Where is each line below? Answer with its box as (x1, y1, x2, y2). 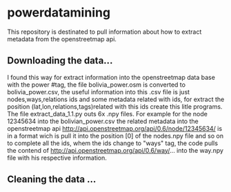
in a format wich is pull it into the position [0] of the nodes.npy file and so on (7, 131, 224, 140)
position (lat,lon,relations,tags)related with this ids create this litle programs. (7, 102, 223, 111)
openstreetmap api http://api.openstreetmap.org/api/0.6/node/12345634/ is (7, 124, 223, 132)
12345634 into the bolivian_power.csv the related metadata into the (7, 117, 199, 125)
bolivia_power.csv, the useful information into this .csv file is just (7, 87, 190, 96)
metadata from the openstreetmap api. (7, 34, 117, 43)
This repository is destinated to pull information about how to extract (7, 28, 202, 36)
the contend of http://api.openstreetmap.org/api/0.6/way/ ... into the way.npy (7, 146, 224, 154)
